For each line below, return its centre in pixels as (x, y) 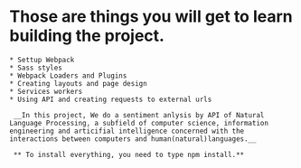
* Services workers (46, 91)
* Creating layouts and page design (78, 83)
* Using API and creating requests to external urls (111, 99)
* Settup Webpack (42, 60)
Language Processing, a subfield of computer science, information (139, 123)
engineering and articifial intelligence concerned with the (127, 131)
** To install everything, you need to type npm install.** (129, 154)
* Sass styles (36, 68)
